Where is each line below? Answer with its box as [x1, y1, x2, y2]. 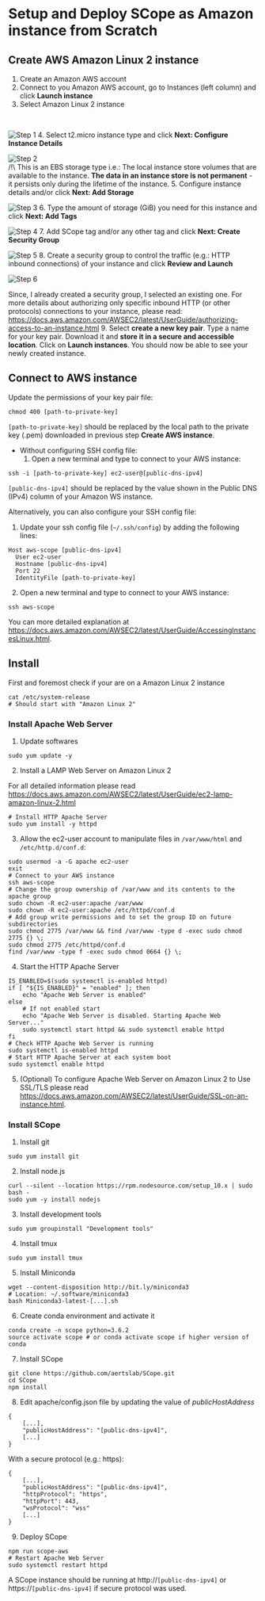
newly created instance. [8, 349, 87, 357]
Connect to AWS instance [8, 372, 138, 385]
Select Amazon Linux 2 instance [19, 100, 125, 109]
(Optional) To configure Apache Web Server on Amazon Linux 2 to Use [19, 1074, 251, 1083]
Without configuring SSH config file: [19, 445, 138, 455]
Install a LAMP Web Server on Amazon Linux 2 [19, 766, 172, 775]
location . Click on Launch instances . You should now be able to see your [8, 340, 248, 350]
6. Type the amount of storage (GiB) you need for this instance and [39, 203, 257, 212]
